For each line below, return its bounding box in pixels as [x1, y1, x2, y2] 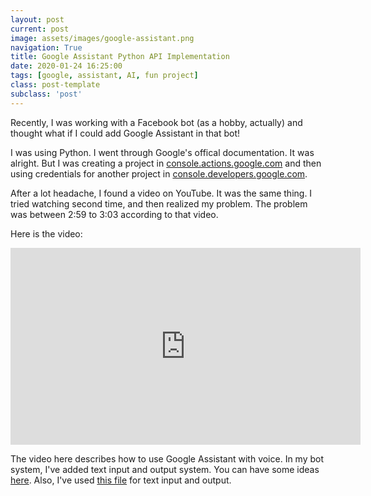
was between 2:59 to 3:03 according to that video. [10, 208, 219, 220]
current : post [10, 24, 70, 34]
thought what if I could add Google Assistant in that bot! [10, 127, 240, 139]
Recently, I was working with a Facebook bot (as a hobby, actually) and [10, 116, 303, 128]
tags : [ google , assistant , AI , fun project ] [10, 71, 199, 81]
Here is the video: [10, 227, 83, 240]
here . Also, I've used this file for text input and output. [10, 474, 232, 486]
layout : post [10, 14, 65, 25]
